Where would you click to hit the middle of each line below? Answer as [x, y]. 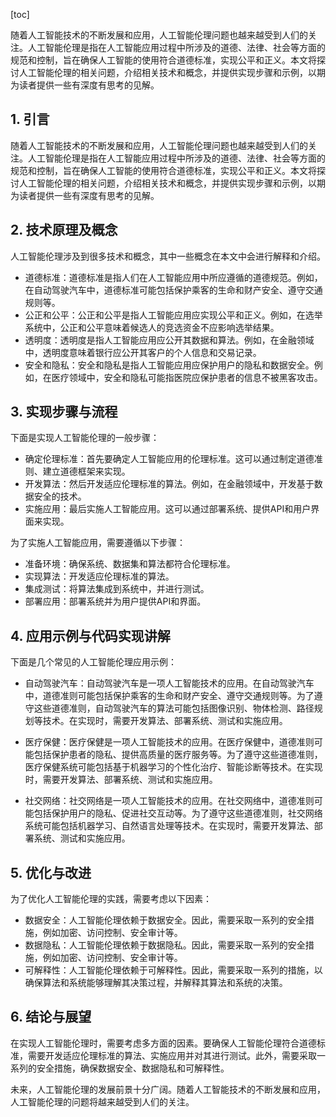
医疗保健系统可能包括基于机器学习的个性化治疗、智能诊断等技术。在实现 [173, 767]
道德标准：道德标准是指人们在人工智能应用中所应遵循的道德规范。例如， [173, 277]
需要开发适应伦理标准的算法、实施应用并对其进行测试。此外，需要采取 [172, 1055]
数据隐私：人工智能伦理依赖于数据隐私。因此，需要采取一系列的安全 [165, 945]
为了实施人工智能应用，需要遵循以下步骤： [98, 543]
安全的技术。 [60, 496]
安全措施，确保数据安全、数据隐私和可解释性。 [133, 1068]
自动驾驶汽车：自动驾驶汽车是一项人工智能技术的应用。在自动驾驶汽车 [169, 683]
